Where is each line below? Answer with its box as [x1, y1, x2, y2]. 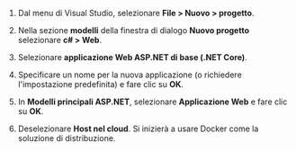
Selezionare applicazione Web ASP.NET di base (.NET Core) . [17, 52, 247, 62]
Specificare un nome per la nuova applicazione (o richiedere [17, 69, 243, 80]
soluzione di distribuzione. [17, 133, 116, 143]
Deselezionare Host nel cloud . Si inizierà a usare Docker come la [17, 123, 259, 134]
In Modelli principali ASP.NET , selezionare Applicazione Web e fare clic [17, 96, 288, 107]
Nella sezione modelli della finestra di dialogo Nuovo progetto [17, 25, 250, 35]
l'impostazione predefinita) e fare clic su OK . [17, 79, 184, 89]
